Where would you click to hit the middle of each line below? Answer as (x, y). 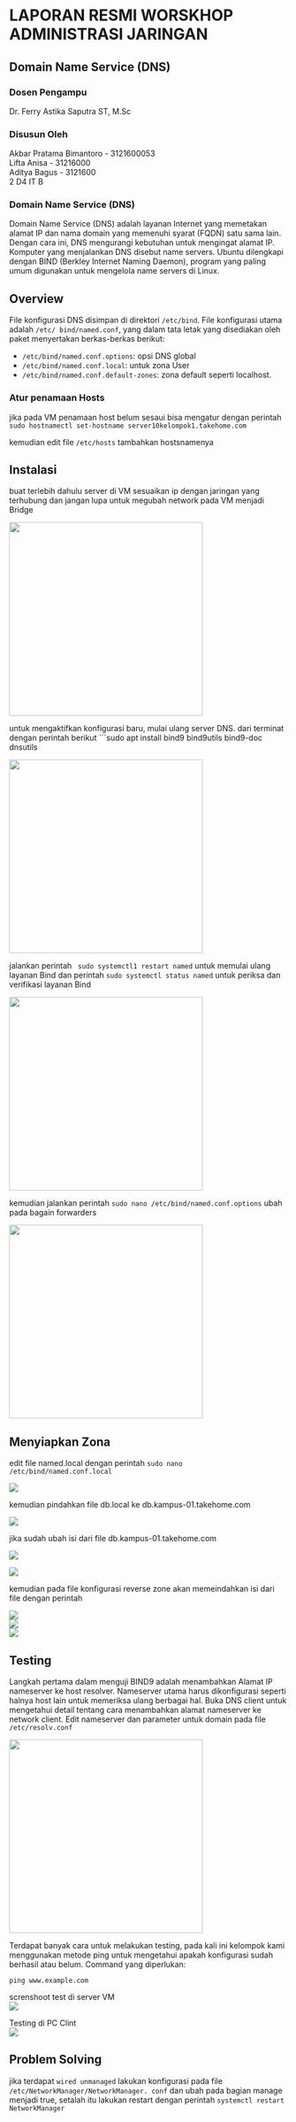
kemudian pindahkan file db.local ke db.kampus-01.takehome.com (130, 1505)
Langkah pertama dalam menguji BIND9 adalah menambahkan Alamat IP (141, 1682)
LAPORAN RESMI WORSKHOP (121, 15)
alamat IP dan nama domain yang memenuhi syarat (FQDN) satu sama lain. (145, 233)
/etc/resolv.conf (41, 1728)
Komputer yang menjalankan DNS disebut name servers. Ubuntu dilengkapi (147, 252)
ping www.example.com (49, 1981)
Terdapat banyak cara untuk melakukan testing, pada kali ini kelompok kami (147, 1946)
